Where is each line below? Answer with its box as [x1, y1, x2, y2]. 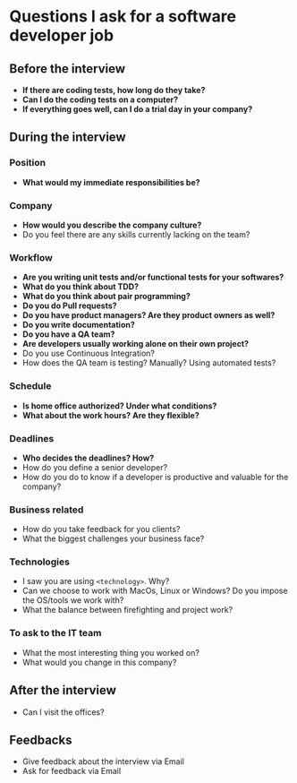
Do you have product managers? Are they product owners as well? [21, 310, 276, 321]
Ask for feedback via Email [21, 766, 122, 777]
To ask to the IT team [9, 627, 102, 640]
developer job [9, 25, 115, 46]
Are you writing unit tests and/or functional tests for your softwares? [21, 271, 284, 283]
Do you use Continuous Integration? [21, 348, 155, 359]
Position [9, 157, 47, 169]
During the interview [9, 130, 127, 145]
